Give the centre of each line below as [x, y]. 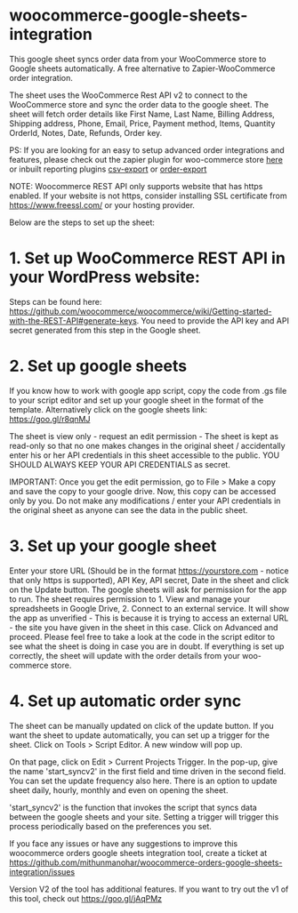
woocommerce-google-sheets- [129, 16]
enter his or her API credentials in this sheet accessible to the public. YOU [145, 455]
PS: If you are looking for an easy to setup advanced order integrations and [147, 150]
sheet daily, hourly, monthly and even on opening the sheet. [119, 790]
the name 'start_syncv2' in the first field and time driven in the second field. [148, 771]
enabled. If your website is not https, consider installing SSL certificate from [148, 196]
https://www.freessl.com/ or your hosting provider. [102, 204]
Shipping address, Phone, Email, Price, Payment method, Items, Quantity [142, 123]
